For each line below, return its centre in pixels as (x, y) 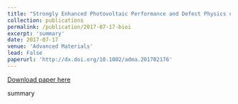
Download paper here (39, 79)
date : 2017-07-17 (33, 40)
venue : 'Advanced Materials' (50, 46)
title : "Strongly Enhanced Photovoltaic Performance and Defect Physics (117, 14)
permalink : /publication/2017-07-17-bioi (69, 27)
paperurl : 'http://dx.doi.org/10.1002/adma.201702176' (90, 60)
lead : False (25, 53)
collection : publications (45, 20)
